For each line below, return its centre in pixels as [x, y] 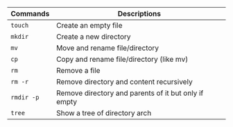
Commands [30, 14]
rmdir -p [25, 98]
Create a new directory [94, 36]
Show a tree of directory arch [104, 113]
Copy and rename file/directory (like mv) [122, 59]
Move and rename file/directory [108, 48]
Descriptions [139, 14]
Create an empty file [89, 25]
